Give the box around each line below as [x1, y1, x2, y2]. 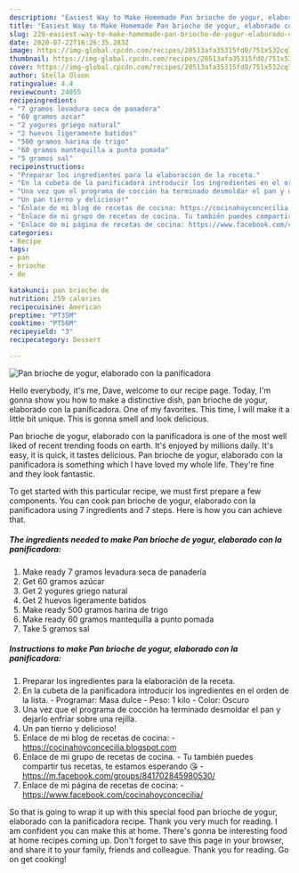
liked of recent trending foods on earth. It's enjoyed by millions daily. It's [9, 440, 274, 451]
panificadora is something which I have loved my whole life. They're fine [9, 459, 274, 469]
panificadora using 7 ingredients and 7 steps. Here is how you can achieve [9, 504, 283, 515]
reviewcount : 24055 [9, 87, 82, 96]
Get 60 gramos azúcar [21, 575, 105, 586]
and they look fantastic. [9, 469, 95, 479]
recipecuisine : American [9, 302, 101, 312]
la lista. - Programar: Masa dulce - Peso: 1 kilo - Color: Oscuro [21, 694, 249, 705]
